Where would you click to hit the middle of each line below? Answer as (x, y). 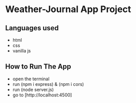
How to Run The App (38, 67)
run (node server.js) (33, 89)
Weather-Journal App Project (68, 9)
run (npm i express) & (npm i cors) (48, 84)
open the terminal (31, 79)
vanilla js (22, 51)
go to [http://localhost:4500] (42, 95)
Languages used (32, 28)
